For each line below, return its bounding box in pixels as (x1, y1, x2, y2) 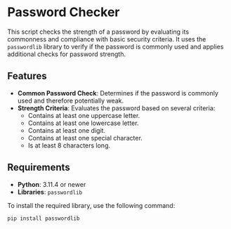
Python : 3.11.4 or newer (17, 180, 86, 188)
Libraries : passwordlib (17, 188, 83, 196)
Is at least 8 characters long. (27, 141, 111, 150)
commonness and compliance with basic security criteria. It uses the (7, 34, 206, 43)
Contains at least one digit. (27, 126, 106, 134)
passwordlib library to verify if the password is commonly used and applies (7, 42, 224, 51)
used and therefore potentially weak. (17, 96, 124, 105)
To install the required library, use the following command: (7, 201, 176, 209)
